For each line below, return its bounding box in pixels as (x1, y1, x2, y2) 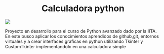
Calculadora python (41, 3, 124, 14)
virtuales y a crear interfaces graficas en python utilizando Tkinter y (5, 38, 143, 44)
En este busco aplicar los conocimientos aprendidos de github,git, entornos (5, 33, 159, 39)
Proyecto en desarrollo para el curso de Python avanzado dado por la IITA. (5, 28, 157, 34)
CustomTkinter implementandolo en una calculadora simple (5, 43, 126, 49)
